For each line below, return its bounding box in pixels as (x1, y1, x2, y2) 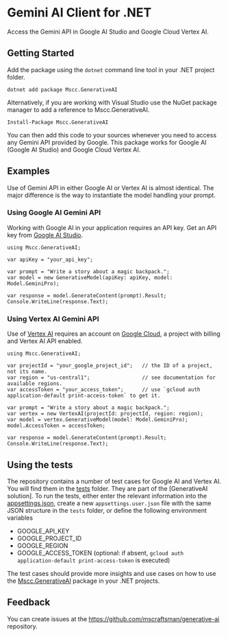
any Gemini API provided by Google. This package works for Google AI (7, 138, 207, 146)
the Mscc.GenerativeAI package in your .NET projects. (7, 577, 160, 585)
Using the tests (7, 459, 73, 471)
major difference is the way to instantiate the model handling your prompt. (7, 191, 216, 199)
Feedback (7, 597, 51, 608)
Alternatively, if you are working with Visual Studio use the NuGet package (7, 98, 217, 106)
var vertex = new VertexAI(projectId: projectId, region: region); (7, 410, 204, 417)
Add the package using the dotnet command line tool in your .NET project (7, 65, 215, 73)
